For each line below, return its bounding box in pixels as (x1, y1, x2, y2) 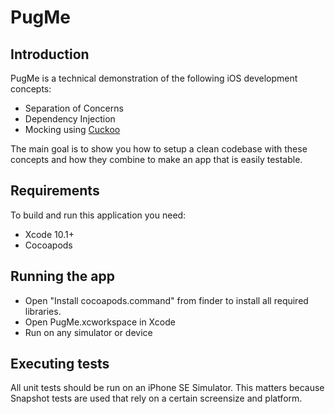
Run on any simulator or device (24, 326, 153, 338)
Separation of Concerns (24, 102, 124, 114)
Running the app (10, 268, 115, 285)
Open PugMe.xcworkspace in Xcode (24, 316, 176, 328)
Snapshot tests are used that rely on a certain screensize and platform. (10, 392, 303, 405)
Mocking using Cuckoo (24, 124, 121, 135)
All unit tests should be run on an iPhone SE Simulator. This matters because (10, 382, 325, 394)
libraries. (24, 305, 62, 317)
